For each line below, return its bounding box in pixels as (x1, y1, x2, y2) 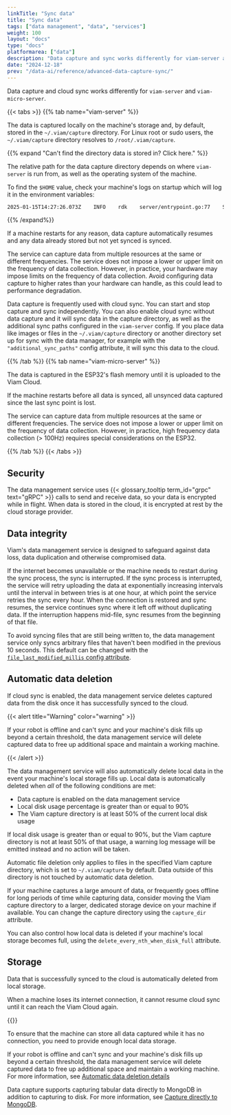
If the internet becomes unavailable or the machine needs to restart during (7, 567, 218, 574)
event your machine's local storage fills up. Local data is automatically (7, 774, 206, 783)
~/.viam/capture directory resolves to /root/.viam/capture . (7, 135, 176, 143)
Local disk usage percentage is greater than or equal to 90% (16, 802, 190, 810)
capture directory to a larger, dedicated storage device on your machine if (7, 901, 217, 909)
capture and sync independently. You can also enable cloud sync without (7, 308, 214, 316)
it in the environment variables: (7, 190, 95, 199)
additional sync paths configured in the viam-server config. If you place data (7, 322, 224, 330)
